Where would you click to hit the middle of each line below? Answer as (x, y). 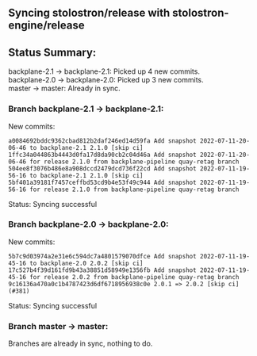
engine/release (46, 26)
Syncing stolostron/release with (89, 13)
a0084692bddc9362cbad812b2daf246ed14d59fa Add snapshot (102, 141)
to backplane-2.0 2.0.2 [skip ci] (86, 263)
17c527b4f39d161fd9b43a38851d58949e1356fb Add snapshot (102, 270)
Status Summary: (52, 52)
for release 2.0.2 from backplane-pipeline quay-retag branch (134, 277)
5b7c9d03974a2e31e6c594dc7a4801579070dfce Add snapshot (102, 256)
